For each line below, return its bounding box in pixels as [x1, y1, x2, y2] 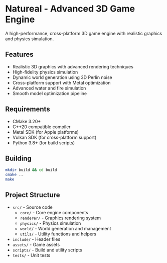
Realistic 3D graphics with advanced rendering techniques [12, 63, 134, 69]
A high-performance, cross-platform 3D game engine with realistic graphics [5, 30, 162, 36]
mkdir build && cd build [5, 167, 57, 172]
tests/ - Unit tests [12, 252, 51, 258]
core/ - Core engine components [20, 209, 89, 215]
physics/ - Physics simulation [20, 220, 81, 226]
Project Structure [5, 191, 60, 199]
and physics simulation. [5, 36, 54, 42]
